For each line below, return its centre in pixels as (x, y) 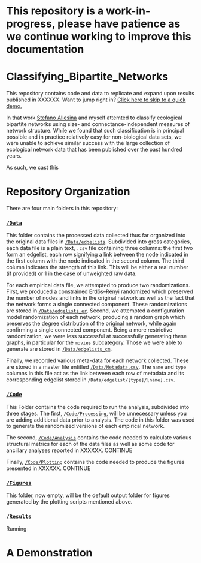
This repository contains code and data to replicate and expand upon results (100, 94)
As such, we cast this (32, 168)
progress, (31, 24)
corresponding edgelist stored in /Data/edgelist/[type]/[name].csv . (91, 380)
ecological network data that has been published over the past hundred (94, 150)
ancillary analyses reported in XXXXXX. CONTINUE (69, 450)
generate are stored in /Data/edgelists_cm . (59, 349)
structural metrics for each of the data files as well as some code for (90, 444)
